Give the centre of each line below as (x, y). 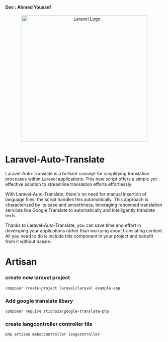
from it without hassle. (28, 241)
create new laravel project (38, 278)
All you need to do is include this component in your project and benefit (79, 236)
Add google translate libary (39, 301)
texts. (11, 216)
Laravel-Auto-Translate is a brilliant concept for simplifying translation (77, 174)
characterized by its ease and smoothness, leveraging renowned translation (84, 205)
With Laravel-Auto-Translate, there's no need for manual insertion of (76, 194)
